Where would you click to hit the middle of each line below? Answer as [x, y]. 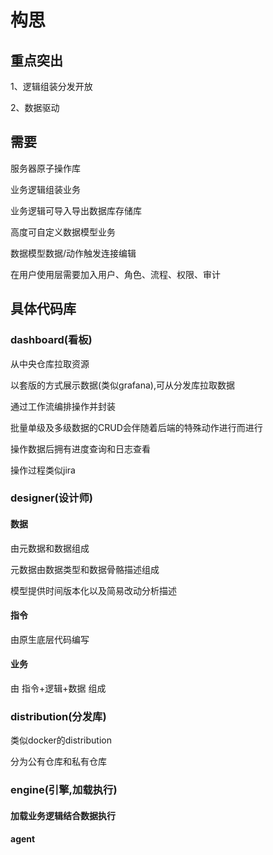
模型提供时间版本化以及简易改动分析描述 [93, 590]
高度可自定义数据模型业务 [63, 232]
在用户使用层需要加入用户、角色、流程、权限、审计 [115, 274]
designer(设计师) [51, 498]
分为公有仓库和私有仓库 [58, 762]
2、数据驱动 [35, 107]
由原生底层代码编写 [50, 639]
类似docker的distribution [61, 740]
